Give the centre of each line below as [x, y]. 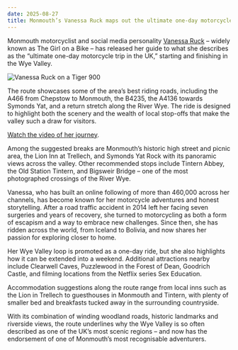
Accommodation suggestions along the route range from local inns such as [117, 287]
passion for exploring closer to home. [62, 237]
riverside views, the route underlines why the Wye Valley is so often [106, 324]
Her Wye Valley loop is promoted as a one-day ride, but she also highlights [116, 251]
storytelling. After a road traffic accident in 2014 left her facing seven [108, 207]
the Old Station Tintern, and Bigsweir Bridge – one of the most [98, 171]
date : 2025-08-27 [33, 14]
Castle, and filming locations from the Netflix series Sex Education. [104, 273]
